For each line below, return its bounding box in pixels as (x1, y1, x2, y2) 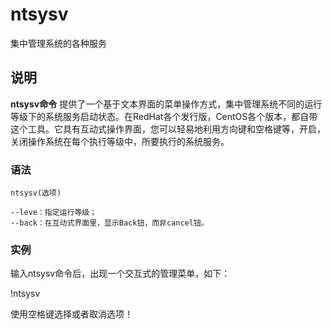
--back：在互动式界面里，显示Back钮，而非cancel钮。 (10, 218, 209, 228)
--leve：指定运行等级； (10, 208, 98, 218)
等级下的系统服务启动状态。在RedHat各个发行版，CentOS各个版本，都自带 (10, 110, 318, 122)
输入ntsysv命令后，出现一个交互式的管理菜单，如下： (10, 268, 231, 280)
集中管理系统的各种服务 (10, 37, 107, 49)
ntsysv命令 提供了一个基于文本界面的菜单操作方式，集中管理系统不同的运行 (10, 98, 323, 110)
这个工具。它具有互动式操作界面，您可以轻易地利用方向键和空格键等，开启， (10, 123, 326, 135)
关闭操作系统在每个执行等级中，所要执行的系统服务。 (10, 135, 230, 147)
